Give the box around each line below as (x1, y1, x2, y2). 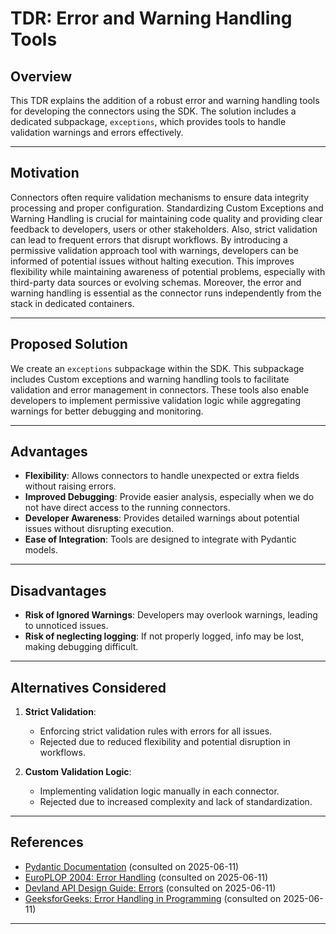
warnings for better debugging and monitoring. (10, 405, 204, 417)
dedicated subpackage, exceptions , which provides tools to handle (10, 116, 287, 127)
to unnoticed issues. (24, 620, 109, 632)
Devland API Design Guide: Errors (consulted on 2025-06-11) (24, 882, 277, 894)
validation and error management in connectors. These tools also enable (10, 383, 310, 396)
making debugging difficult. (24, 641, 139, 653)
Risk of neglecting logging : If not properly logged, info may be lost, (24, 630, 305, 642)
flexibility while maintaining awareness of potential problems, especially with (10, 265, 326, 277)
